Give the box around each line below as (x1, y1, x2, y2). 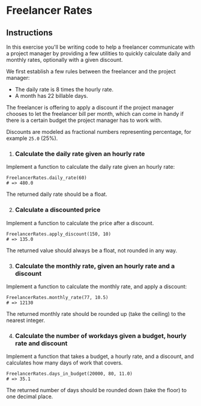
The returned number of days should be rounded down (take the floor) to (6, 387, 187, 394)
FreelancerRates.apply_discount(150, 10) (6, 231, 112, 237)
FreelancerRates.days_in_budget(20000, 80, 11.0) (6, 371, 133, 377)
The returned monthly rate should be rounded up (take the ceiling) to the (6, 310, 186, 317)
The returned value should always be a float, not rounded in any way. (6, 247, 178, 254)
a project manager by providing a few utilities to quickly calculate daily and (6, 50, 191, 57)
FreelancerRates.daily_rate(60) (6, 175, 87, 181)
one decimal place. (6, 393, 53, 400)
